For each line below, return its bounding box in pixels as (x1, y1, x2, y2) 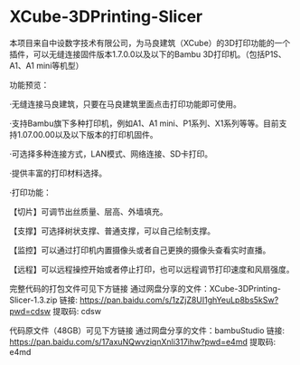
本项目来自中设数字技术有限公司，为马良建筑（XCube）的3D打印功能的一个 (9, 37, 291, 48)
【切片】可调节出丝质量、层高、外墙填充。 (9, 206, 168, 216)
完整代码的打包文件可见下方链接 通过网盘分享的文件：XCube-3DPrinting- (9, 283, 282, 293)
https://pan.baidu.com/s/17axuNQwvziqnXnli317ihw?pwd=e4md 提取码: (9, 336, 277, 347)
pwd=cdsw (9, 305, 52, 316)
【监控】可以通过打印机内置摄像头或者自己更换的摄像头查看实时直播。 (9, 245, 271, 255)
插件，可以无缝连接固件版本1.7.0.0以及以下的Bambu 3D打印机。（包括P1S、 (9, 48, 286, 60)
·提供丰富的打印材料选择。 (9, 168, 108, 178)
